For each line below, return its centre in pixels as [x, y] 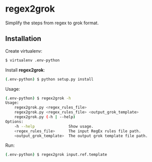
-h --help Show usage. [54, 126]
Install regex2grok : [25, 70]
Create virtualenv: [24, 51]
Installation [23, 39]
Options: [14, 121]
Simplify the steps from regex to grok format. [52, 23]
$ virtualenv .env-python [32, 60]
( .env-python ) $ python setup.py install [49, 79]
